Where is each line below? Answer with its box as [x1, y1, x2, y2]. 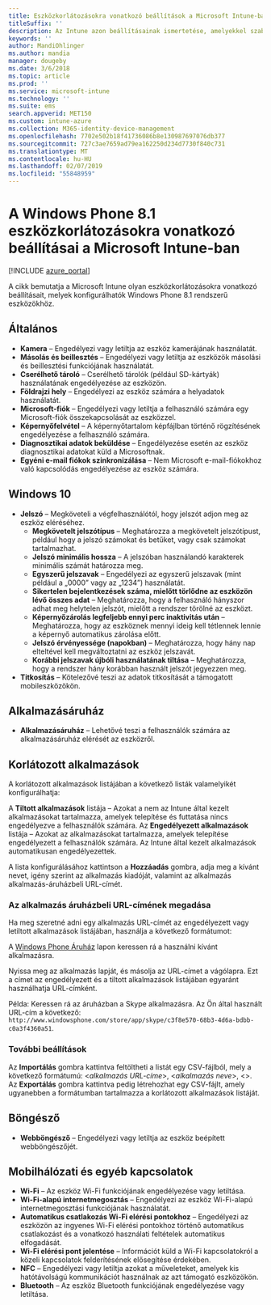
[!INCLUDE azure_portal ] [8, 265, 90, 275]
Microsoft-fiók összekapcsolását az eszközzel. [19, 412, 177, 422]
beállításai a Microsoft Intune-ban [8, 239, 240, 257]
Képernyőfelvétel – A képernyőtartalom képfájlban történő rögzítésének [19, 421, 261, 430]
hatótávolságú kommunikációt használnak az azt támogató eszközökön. [19, 1272, 259, 1282]
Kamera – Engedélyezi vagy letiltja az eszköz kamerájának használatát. [19, 343, 257, 353]
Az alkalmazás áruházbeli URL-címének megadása [8, 900, 211, 911]
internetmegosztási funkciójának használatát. [19, 1203, 171, 1214]
